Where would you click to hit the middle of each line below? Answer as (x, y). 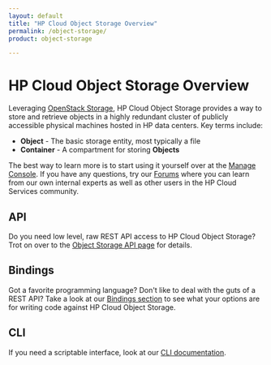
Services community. (44, 191)
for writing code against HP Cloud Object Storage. (92, 307)
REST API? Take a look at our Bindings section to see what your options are (134, 298)
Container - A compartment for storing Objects (100, 150)
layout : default (36, 16)
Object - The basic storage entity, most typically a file (110, 141)
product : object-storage (50, 39)
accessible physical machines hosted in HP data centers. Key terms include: (136, 126)
